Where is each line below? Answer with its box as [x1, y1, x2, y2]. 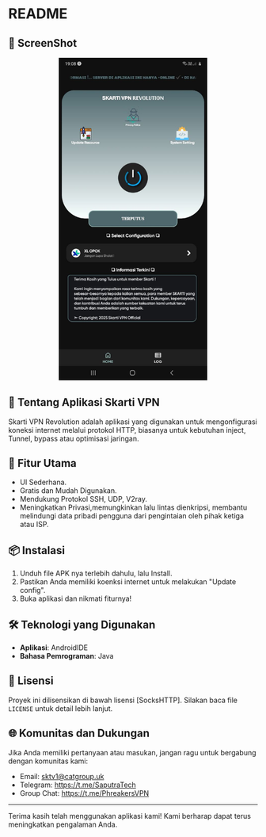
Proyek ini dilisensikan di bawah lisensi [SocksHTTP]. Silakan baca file [8, 695, 237, 705]
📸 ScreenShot [8, 36, 78, 50]
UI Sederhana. [19, 477, 67, 487]
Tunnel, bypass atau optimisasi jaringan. [8, 434, 140, 443]
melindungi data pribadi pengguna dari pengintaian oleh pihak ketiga [19, 511, 244, 521]
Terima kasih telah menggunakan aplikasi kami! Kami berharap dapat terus [8, 811, 252, 820]
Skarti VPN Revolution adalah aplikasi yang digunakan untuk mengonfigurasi [8, 417, 257, 426]
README [8, 5, 68, 23]
